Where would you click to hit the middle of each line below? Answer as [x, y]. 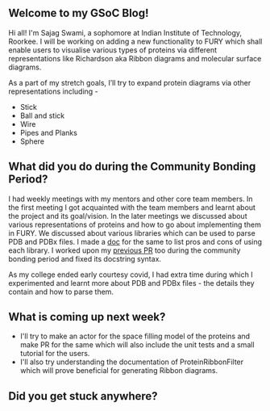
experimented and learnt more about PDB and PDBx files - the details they [132, 283]
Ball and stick [42, 115]
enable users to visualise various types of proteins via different [113, 50]
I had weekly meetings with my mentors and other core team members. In [131, 199]
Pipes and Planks [49, 132]
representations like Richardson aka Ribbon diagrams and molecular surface [135, 58]
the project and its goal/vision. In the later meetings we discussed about [128, 216]
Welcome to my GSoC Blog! [79, 13]
